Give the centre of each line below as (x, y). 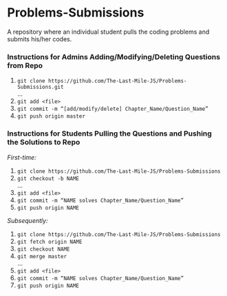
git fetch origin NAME (50, 242)
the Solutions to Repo (44, 142)
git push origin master (51, 116)
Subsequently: (28, 220)
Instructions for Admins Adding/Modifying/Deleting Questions (114, 56)
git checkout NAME (43, 249)
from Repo (25, 65)
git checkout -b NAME (48, 178)
